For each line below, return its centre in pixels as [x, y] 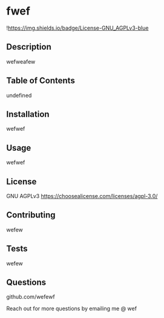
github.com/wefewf [31, 297]
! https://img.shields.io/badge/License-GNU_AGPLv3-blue [77, 28]
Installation [28, 114]
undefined [19, 95]
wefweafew [21, 61]
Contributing [31, 215]
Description [29, 47]
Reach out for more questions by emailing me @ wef [72, 309]
